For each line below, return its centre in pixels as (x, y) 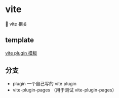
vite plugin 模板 (21, 53)
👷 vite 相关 (16, 24)
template (20, 40)
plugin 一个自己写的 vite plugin (45, 83)
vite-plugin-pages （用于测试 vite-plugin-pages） (65, 90)
